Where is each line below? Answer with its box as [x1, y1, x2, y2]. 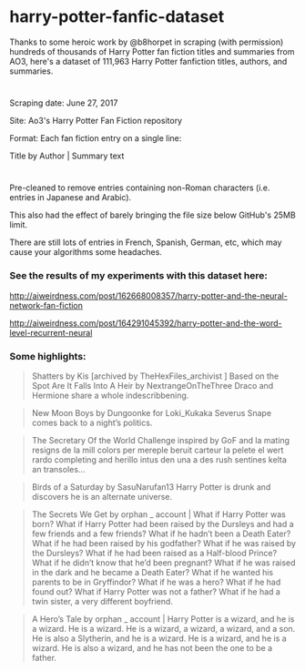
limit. [9, 219, 28, 230]
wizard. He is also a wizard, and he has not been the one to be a [31, 642, 273, 653]
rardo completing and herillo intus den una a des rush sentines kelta [31, 453, 287, 465]
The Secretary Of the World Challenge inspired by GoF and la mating [31, 434, 290, 445]
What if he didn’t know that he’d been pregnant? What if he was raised [31, 557, 296, 568]
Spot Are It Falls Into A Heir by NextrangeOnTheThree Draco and [31, 380, 274, 391]
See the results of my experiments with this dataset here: [9, 269, 269, 282]
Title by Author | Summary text [9, 150, 125, 161]
